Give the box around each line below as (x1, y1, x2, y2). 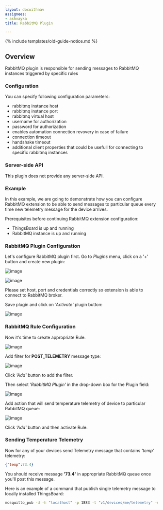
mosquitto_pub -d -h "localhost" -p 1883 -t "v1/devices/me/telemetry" (5, 500, 153, 505)
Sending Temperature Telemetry (5, 437, 83, 443)
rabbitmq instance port (12, 108, 58, 114)
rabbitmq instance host (12, 103, 59, 109)
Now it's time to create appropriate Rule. (5, 334, 86, 340)
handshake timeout (12, 139, 51, 145)
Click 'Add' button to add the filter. (5, 372, 74, 378)
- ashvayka (5, 16, 27, 21)
